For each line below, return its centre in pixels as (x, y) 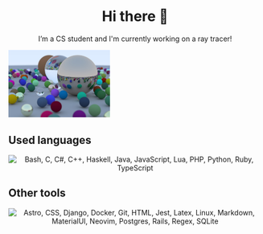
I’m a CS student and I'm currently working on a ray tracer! (135, 39)
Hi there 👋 (135, 16)
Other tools (37, 193)
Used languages (50, 140)
